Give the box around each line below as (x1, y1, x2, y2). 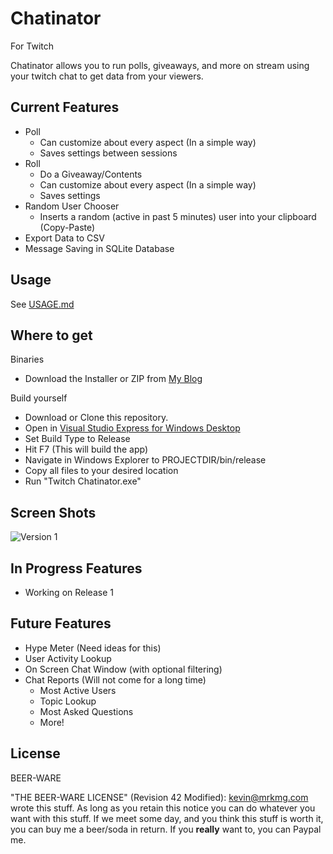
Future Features (10, 615, 112, 632)
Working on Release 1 (24, 587, 114, 598)
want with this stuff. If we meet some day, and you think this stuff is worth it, (10, 812, 324, 824)
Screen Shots (10, 504, 97, 521)
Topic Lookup (39, 695, 97, 707)
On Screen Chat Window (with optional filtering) (24, 663, 223, 675)
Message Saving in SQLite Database (24, 242, 175, 254)
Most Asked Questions (39, 705, 134, 717)
